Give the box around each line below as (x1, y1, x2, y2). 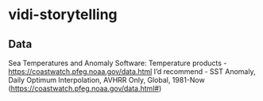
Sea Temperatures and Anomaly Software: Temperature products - (8, 58, 227, 68)
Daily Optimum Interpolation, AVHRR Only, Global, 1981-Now (8, 76, 205, 84)
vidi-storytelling (8, 6, 118, 24)
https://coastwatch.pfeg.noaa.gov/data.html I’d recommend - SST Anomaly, (8, 67, 256, 76)
